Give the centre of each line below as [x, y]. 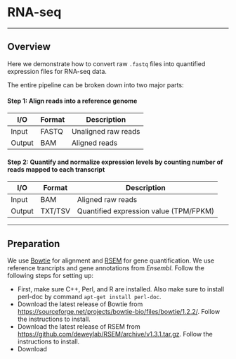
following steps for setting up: [50, 275]
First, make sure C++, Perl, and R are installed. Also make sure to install [121, 289]
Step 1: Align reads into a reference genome [72, 101]
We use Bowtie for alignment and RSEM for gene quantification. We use [111, 260]
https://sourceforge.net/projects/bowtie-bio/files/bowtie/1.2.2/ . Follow [118, 311]
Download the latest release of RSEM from [79, 326]
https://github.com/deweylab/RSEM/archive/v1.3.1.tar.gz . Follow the [115, 334]
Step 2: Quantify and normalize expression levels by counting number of [115, 162]
